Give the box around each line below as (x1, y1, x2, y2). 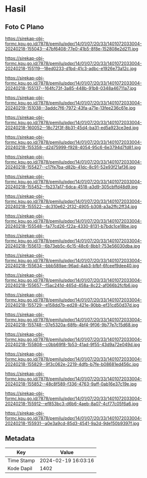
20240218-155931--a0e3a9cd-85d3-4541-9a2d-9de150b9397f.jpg (5, 421, 140, 426)
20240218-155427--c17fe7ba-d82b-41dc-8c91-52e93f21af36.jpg (5, 164, 136, 170)
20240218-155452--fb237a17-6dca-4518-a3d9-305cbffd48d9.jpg (5, 184, 138, 190)
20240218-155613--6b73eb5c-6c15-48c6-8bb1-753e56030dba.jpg (5, 243, 140, 248)
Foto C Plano (5, 23, 44, 31)
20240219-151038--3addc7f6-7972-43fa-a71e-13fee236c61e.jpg (5, 105, 136, 111)
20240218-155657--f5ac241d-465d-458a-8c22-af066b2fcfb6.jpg (5, 282, 138, 288)
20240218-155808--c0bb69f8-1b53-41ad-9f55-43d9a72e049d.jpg (5, 342, 140, 347)
